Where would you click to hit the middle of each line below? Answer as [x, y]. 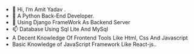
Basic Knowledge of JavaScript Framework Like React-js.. [84, 44]
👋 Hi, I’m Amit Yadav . [39, 9]
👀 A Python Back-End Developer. [53, 16]
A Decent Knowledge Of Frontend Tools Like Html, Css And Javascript [100, 38]
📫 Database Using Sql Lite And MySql [60, 29]
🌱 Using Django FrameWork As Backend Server [71, 22]
